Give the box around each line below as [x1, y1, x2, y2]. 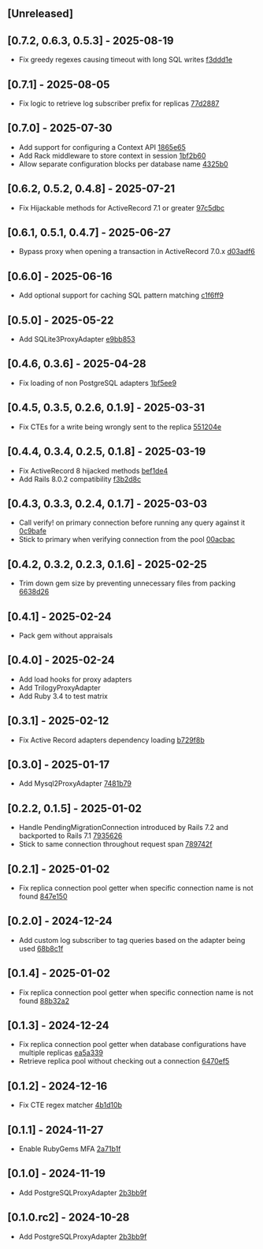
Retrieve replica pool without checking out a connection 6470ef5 [18, 1056, 230, 1066]
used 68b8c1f [18, 944, 64, 953]
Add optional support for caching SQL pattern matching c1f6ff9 [18, 290, 224, 300]
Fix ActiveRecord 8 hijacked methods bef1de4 [18, 466, 169, 475]
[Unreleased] [7, 7, 74, 21]
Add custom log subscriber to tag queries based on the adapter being [18, 935, 246, 944]
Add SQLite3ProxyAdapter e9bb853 [18, 335, 135, 344]
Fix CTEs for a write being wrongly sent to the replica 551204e [18, 422, 222, 432]
